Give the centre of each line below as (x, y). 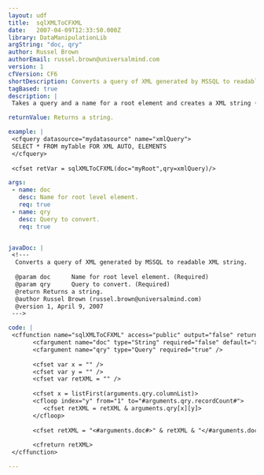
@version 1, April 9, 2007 (59, 306)
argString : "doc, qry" (45, 45)
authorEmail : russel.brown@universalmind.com (84, 60)
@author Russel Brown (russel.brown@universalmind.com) (108, 299)
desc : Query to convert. (59, 219)
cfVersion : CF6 (33, 74)
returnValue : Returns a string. (61, 118)
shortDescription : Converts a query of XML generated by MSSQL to (119, 81)
